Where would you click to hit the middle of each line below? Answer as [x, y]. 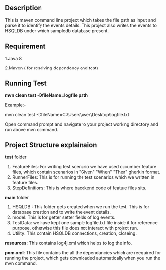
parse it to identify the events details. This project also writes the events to [81, 25]
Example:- [16, 105]
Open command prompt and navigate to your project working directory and [82, 124]
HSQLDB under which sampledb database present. [57, 31]
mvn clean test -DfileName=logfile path [47, 95]
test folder [16, 157]
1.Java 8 [14, 58]
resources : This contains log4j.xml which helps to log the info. [69, 243]
